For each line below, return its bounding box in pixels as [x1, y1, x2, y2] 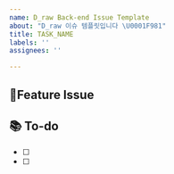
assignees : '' [9, 46, 62, 55]
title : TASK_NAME [9, 29, 74, 38]
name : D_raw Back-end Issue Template [9, 12, 150, 22]
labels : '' [9, 37, 50, 47]
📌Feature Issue [9, 87, 95, 103]
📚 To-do [9, 118, 60, 134]
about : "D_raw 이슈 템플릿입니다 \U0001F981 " [9, 21, 167, 30]
